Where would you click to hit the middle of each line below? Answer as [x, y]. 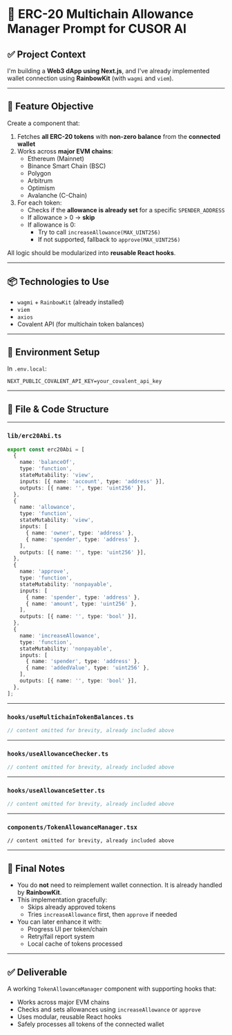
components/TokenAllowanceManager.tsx [72, 828]
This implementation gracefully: [62, 900]
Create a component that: [43, 123]
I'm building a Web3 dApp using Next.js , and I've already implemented [108, 71]
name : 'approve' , [45, 572]
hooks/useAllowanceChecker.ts [58, 754]
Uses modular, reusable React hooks [69, 1017]
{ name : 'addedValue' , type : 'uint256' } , [87, 668]
